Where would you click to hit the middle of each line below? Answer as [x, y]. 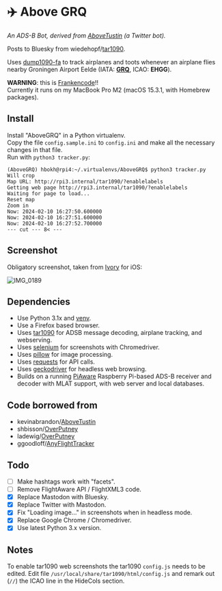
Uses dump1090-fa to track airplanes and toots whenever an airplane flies [111, 62]
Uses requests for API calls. [56, 362]
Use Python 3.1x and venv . [54, 318]
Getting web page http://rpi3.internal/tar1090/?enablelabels [97, 188]
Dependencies [39, 302]
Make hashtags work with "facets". [66, 481]
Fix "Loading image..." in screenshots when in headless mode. [105, 512]
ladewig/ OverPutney [46, 436]
